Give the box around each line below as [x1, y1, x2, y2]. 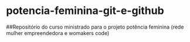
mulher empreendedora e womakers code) [6, 29, 110, 36]
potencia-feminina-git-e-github [6, 4, 164, 17]
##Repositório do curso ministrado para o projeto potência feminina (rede [6, 23, 184, 30]
